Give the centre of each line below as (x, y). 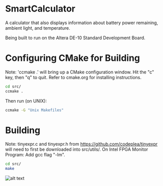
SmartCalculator (40, 9)
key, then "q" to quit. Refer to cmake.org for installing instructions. (73, 77)
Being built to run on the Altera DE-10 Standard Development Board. (75, 38)
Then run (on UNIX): (26, 101)
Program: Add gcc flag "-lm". (35, 155)
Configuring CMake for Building (73, 58)
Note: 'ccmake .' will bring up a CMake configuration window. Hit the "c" (80, 72)
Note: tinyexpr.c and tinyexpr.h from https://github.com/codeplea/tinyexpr (81, 144)
